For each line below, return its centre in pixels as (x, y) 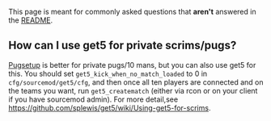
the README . (31, 20)
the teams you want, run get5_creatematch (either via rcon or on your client (133, 90)
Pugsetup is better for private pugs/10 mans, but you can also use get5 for (132, 65)
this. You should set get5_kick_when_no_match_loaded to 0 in (108, 73)
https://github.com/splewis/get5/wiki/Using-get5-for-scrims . (110, 107)
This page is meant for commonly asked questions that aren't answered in (132, 12)
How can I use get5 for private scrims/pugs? (123, 46)
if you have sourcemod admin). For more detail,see (93, 99)
